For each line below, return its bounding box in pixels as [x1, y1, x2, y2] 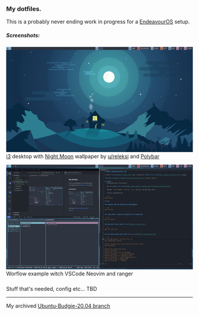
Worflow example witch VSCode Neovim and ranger [6, 270, 133, 277]
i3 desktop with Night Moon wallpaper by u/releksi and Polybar [6, 153, 160, 160]
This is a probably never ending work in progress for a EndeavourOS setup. [6, 18, 190, 25]
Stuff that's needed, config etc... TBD [6, 285, 97, 292]
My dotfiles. [6, 5, 41, 13]
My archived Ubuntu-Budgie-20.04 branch [6, 302, 111, 309]
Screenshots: [6, 31, 40, 38]
